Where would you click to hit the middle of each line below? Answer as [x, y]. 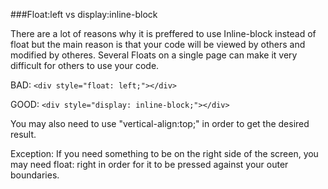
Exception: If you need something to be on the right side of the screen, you [164, 153]
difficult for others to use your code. [85, 65]
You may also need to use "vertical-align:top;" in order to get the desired [160, 123]
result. [23, 134]
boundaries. [35, 175]
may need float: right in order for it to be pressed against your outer [149, 164]
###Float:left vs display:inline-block [84, 14]
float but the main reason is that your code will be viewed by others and [158, 44]
